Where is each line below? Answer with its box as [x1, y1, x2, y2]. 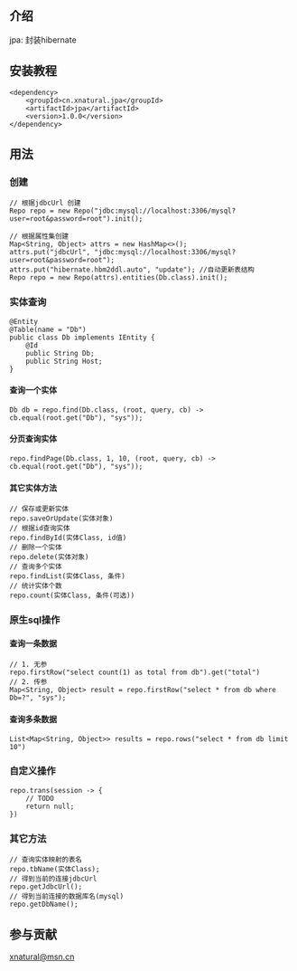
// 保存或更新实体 [9, 505, 70, 514]
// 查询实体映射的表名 [9, 855, 83, 864]
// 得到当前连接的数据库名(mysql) [9, 892, 125, 901]
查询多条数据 [9, 713, 57, 724]
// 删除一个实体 [9, 543, 62, 552]
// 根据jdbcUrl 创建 [9, 198, 81, 208]
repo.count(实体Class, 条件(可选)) [9, 591, 135, 600]
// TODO [25, 794, 54, 803]
